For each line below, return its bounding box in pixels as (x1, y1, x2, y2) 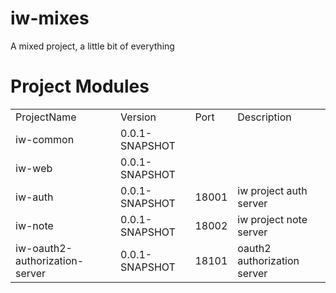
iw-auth (15, 190, 54, 204)
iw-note (15, 218, 54, 232)
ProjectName (15, 110, 77, 124)
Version (120, 110, 157, 124)
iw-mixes (10, 7, 90, 30)
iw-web (15, 161, 53, 175)
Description (237, 110, 292, 124)
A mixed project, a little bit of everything (10, 40, 175, 52)
